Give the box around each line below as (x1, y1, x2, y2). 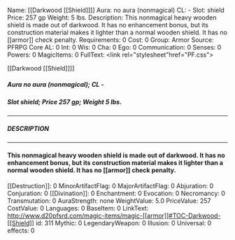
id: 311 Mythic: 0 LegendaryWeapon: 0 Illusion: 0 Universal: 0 (36, 218, 212, 227)
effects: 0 (7, 226, 35, 234)
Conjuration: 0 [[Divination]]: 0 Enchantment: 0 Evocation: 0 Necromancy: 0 (7, 189, 226, 197)
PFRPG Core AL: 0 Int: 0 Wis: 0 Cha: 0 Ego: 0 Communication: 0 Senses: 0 (7, 43, 222, 51)
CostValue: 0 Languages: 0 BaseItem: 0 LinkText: (7, 204, 149, 212)
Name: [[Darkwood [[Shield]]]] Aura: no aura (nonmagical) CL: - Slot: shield (7, 6, 225, 14)
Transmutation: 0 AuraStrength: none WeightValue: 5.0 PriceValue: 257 (7, 196, 211, 205)
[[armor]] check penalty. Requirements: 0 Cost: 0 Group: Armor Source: (7, 36, 214, 44)
